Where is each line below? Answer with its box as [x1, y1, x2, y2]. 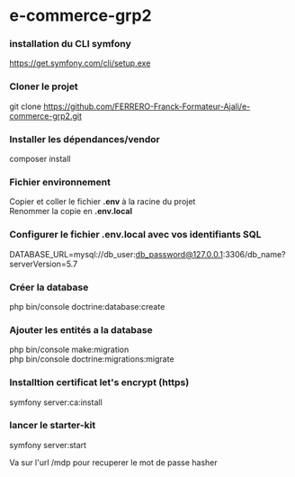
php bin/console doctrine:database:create [9, 301, 165, 311]
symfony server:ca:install [9, 397, 103, 408]
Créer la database [9, 281, 89, 293]
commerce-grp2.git [9, 110, 83, 121]
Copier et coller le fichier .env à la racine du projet [9, 196, 196, 207]
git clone [9, 101, 42, 112]
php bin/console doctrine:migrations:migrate [9, 354, 174, 364]
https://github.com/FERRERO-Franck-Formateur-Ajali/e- [43, 101, 251, 112]
